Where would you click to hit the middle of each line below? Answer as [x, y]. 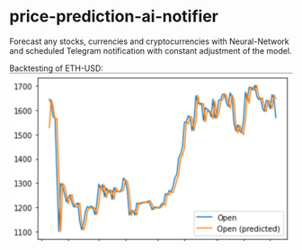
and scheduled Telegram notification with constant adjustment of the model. [151, 50]
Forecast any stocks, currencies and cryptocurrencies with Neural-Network [149, 41]
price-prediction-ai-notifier [114, 17]
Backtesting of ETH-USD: [56, 68]
